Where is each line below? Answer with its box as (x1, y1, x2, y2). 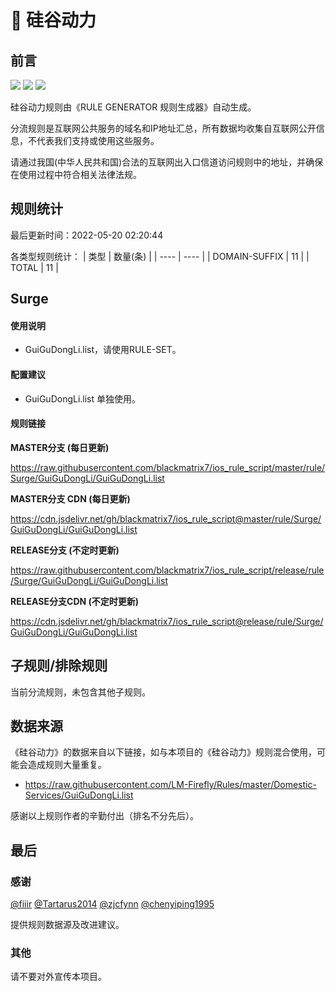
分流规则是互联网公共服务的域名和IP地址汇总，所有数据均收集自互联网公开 (10, 122, 317, 134)
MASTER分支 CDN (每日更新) (10, 492, 131, 505)
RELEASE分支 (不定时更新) (10, 544, 120, 556)
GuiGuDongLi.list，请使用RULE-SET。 (24, 344, 182, 356)
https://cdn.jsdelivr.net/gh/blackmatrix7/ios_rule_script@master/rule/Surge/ (10, 512, 322, 525)
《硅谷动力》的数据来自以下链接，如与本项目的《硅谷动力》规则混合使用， (10, 746, 317, 758)
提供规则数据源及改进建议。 (10, 919, 125, 931)
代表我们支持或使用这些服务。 (36, 135, 160, 146)
